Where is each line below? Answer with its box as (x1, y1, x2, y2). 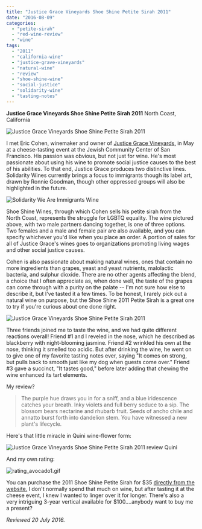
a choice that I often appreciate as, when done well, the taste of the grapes (6, 277, 193, 284)
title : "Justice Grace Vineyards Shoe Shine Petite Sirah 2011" (6, 8, 171, 15)
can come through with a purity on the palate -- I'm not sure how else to (6, 283, 186, 290)
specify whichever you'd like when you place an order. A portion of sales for (6, 233, 196, 240)
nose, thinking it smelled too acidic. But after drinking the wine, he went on (6, 345, 192, 353)
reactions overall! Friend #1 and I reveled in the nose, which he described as (6, 333, 195, 340)
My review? (6, 383, 35, 390)
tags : (6, 43, 20, 49)
